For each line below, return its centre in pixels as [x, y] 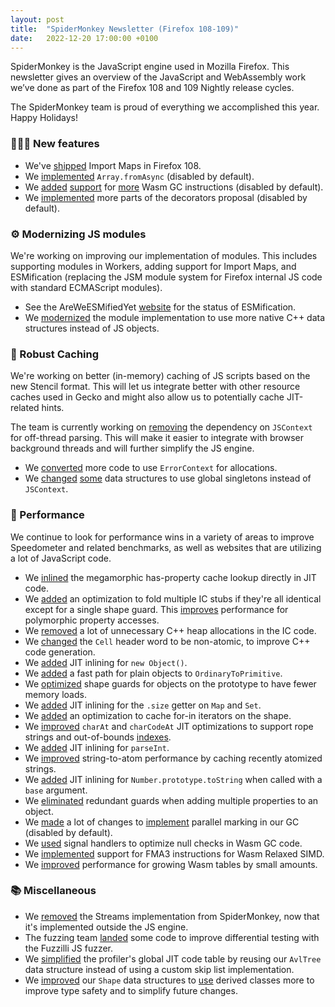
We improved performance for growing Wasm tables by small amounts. [171, 864]
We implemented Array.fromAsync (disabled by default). [139, 176]
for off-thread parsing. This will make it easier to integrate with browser [157, 438]
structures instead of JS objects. [92, 328]
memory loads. [55, 694]
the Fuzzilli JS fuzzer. [69, 948]
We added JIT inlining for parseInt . [97, 747]
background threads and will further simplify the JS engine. [132, 448]
